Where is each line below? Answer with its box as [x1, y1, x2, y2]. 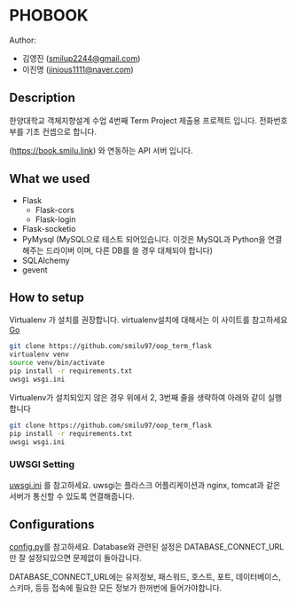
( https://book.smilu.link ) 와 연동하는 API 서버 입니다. [9, 145, 193, 155]
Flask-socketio [21, 223, 76, 234]
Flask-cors [35, 204, 75, 215]
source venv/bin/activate [9, 359, 105, 368]
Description [9, 91, 75, 106]
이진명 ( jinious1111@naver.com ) [21, 64, 135, 75]
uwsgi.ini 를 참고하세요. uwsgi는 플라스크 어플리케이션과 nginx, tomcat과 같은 [9, 479, 281, 490]
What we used [9, 171, 90, 186]
